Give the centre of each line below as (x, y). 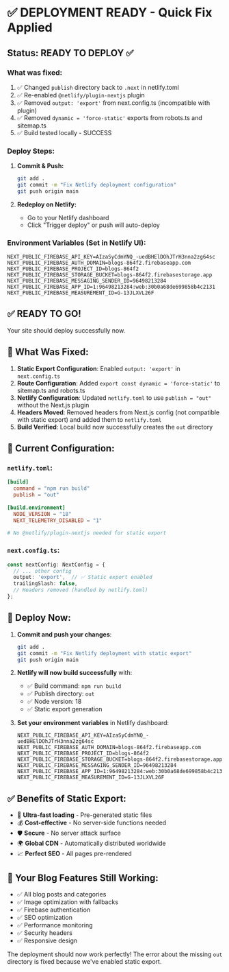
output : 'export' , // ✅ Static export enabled (83, 578)
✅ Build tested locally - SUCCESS (64, 132)
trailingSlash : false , (45, 584)
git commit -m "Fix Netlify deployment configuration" (97, 185)
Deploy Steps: (31, 151)
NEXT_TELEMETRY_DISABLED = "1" (58, 520)
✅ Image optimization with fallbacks (67, 902)
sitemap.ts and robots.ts (51, 390)
